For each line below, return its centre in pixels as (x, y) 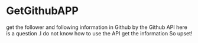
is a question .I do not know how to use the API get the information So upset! (99, 33)
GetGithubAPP (42, 11)
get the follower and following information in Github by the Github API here (97, 27)
